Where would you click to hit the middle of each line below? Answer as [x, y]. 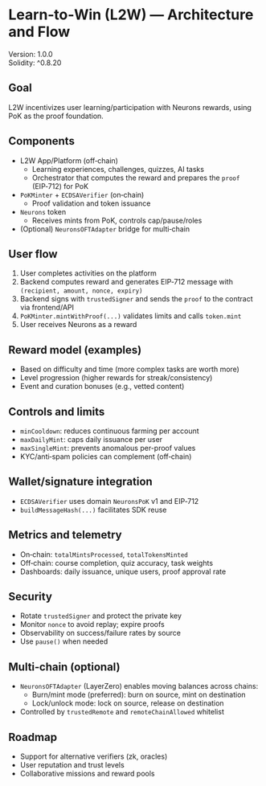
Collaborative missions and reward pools [87, 774]
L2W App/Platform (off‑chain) [69, 160]
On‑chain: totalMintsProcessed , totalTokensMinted [104, 554]
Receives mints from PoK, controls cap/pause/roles [117, 220]
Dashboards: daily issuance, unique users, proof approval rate [123, 571]
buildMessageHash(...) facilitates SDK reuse [93, 510]
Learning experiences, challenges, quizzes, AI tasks [118, 169]
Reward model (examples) [75, 350]
